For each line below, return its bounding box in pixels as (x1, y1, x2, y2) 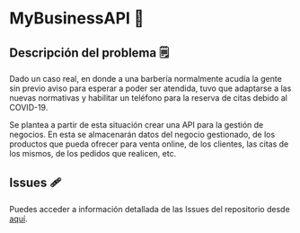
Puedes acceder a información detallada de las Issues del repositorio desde (9, 203, 290, 214)
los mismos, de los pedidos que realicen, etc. (9, 148, 177, 158)
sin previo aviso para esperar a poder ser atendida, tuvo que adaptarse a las (9, 83, 292, 94)
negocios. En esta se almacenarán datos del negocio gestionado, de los (9, 130, 276, 139)
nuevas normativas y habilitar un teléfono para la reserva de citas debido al (9, 93, 287, 103)
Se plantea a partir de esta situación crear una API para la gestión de (9, 120, 264, 130)
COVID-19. (9, 103, 49, 112)
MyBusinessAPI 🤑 (9, 8, 145, 29)
